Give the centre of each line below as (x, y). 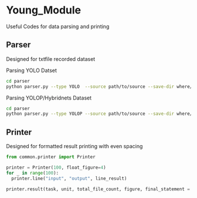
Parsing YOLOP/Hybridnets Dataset (49, 98)
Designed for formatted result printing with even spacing (74, 146)
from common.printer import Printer (51, 157)
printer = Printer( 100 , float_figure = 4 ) (56, 168)
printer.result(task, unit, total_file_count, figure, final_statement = (98, 189)
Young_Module (44, 10)
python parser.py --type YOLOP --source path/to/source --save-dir (90, 114)
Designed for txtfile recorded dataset (51, 59)
